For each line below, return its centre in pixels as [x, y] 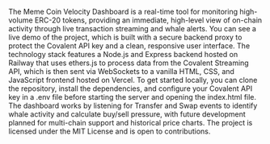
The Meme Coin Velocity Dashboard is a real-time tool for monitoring [123, 12]
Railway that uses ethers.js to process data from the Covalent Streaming [129, 63]
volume [21, 20]
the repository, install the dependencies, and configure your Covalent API [131, 88]
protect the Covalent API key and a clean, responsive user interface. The [129, 46]
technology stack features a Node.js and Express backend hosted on [123, 54]
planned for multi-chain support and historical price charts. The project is [131, 123]
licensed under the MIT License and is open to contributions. [110, 131]
